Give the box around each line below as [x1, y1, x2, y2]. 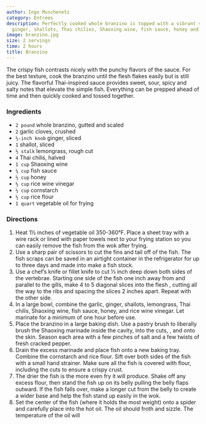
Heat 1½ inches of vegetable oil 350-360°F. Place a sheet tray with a [15, 229, 189, 237]
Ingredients [6, 107, 42, 116]
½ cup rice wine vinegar [15, 180, 75, 187]
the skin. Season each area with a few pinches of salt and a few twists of [15, 333, 200, 341]
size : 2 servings [6, 37, 51, 44]
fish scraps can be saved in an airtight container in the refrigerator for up [15, 255, 200, 262]
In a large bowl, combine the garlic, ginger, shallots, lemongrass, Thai [15, 300, 191, 308]
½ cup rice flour [15, 193, 54, 200]
